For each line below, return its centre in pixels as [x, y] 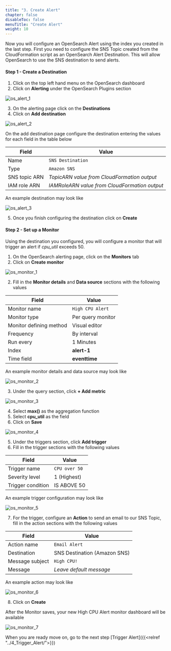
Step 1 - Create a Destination [36, 72]
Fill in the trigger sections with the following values [66, 447]
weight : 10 [17, 29]
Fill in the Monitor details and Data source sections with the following [86, 282]
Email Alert [68, 544]
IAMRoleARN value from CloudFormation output [106, 186]
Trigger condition [29, 485]
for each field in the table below [39, 139]
